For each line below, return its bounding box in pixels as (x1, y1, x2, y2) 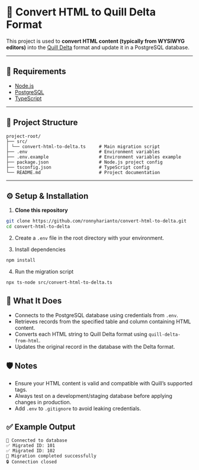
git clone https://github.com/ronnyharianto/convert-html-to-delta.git (6, 218, 187, 224)
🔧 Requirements (6, 66, 66, 76)
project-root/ (6, 133, 41, 139)
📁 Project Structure (6, 118, 78, 128)
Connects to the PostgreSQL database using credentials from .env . (14, 311, 179, 318)
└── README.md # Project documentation (6, 169, 161, 175)
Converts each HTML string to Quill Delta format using (14, 330, 147, 337)
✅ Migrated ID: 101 (6, 443, 55, 449)
